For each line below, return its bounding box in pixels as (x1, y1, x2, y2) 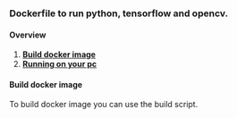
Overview (9, 29, 47, 40)
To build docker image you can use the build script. (9, 99, 199, 110)
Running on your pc (21, 59, 97, 70)
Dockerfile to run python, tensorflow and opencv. (9, 7, 229, 20)
